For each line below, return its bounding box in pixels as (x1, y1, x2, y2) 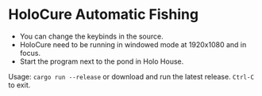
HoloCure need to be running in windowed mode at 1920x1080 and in (19, 39, 247, 49)
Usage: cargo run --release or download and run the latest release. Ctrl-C (8, 72, 255, 81)
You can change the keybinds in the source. (19, 31, 164, 41)
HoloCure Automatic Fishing (8, 6, 199, 24)
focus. (19, 48, 41, 57)
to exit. (8, 80, 31, 90)
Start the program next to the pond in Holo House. (19, 57, 184, 66)
